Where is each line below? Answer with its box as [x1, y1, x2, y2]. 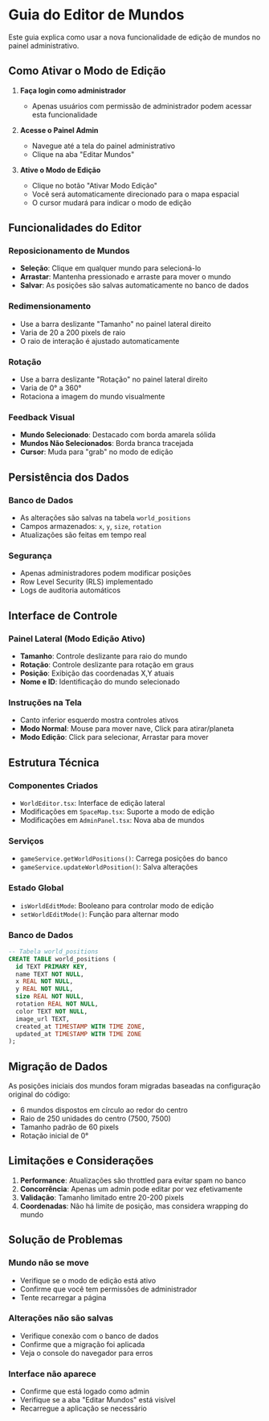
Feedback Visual [8, 411, 75, 423]
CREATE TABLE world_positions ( [8, 955, 116, 963]
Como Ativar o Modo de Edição [8, 64, 166, 78]
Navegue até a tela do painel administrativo [31, 141, 175, 151]
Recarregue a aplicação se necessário [19, 1403, 147, 1414]
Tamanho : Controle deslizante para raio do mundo [19, 651, 188, 661]
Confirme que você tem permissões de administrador [19, 1284, 198, 1294]
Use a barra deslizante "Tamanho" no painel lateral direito [19, 319, 211, 328]
